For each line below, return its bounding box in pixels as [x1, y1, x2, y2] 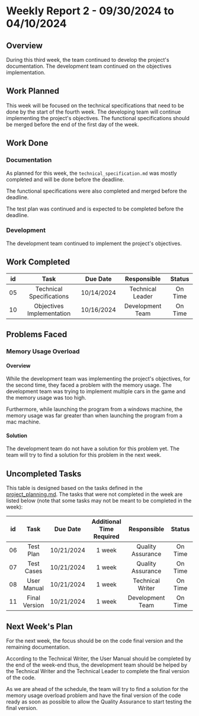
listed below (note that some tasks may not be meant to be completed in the [6, 497, 192, 504]
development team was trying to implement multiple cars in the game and [6, 388, 185, 395]
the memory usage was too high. [6, 394, 86, 401]
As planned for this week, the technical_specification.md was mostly [6, 169, 177, 177]
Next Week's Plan [6, 621, 73, 632]
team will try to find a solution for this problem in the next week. [6, 451, 162, 459]
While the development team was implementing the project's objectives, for [6, 375, 191, 382]
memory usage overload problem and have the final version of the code [6, 692, 181, 699]
